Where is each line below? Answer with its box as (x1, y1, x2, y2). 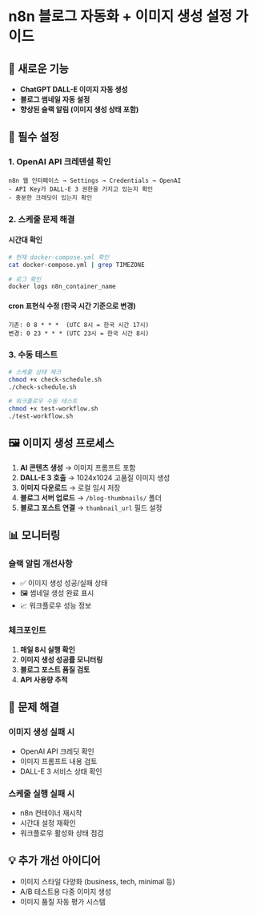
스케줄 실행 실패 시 (8, 788, 75, 799)
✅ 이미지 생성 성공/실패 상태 (19, 578, 108, 588)
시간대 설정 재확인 (19, 818, 76, 827)
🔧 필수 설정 (8, 130, 60, 144)
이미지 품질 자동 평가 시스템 (19, 896, 106, 906)
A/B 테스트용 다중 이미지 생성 (19, 887, 112, 896)
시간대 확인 (8, 235, 42, 245)
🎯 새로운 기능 (8, 62, 70, 75)
